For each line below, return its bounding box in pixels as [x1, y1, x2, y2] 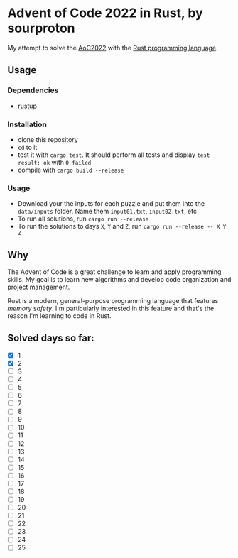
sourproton [7, 20, 76, 36]
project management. [7, 283, 70, 292]
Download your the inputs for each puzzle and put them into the [17, 199, 205, 208]
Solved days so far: [7, 332, 94, 344]
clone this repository [17, 135, 78, 143]
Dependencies [7, 85, 59, 95]
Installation [7, 119, 48, 129]
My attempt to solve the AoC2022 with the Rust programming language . [7, 43, 218, 52]
